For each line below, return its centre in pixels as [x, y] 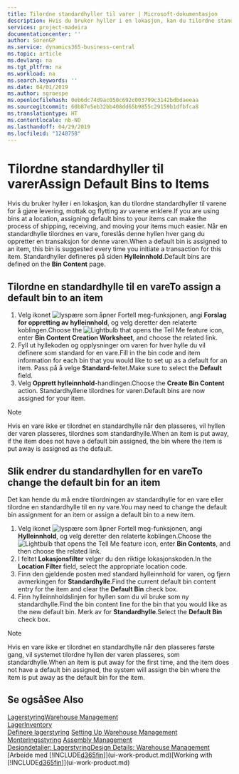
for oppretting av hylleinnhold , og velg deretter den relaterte [107, 322]
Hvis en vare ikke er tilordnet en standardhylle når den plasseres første [111, 647]
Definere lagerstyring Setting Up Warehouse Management [92, 732]
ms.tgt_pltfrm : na [34, 67]
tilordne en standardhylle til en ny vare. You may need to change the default [117, 506]
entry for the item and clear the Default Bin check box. [98, 589]
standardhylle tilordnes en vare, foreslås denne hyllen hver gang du [106, 234]
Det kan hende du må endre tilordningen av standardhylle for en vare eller [116, 499]
